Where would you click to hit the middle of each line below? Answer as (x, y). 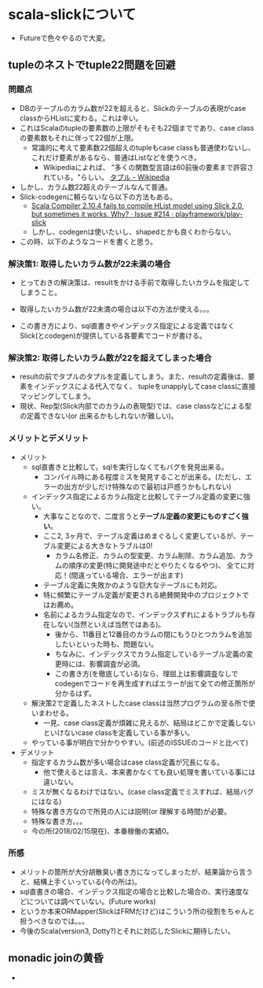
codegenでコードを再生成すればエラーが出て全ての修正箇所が (155, 683)
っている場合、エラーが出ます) (134, 575)
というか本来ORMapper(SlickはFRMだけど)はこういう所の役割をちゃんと (137, 911)
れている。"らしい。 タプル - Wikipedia (106, 177)
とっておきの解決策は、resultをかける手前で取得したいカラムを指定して (135, 282)
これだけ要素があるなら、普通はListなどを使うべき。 (116, 157)
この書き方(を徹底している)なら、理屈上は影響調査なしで (146, 673)
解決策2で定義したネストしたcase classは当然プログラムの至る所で (140, 703)
